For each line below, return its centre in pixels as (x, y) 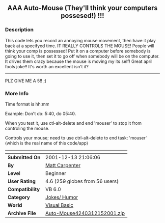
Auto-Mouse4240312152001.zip (85, 213)
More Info (17, 93)
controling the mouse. (27, 128)
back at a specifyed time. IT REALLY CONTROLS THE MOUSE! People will (80, 46)
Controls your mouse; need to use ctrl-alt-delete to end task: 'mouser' (76, 138)
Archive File (22, 213)
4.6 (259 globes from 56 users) (82, 181)
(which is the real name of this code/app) (47, 143)
